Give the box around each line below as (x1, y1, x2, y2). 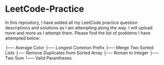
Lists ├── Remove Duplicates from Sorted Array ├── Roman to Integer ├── (5, 50, 159, 56)
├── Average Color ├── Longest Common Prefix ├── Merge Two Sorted (5, 44, 154, 50)
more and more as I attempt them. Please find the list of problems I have (5, 30, 151, 36)
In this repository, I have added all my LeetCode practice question (5, 20, 138, 25)
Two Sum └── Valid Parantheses (5, 55, 72, 61)
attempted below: (5, 35, 41, 41)
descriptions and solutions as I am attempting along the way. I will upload (5, 24, 153, 30)
